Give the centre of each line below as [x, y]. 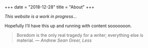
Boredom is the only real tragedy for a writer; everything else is [80, 35]
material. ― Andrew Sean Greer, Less [54, 40]
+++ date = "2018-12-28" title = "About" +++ [49, 7]
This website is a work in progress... [41, 16]
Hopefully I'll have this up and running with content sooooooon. [68, 26]
